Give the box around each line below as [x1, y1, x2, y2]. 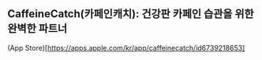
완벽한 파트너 [7, 22, 68, 35]
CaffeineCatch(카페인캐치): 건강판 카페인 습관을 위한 [7, 7, 254, 21]
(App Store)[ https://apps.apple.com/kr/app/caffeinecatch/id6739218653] [7, 43, 245, 52]
